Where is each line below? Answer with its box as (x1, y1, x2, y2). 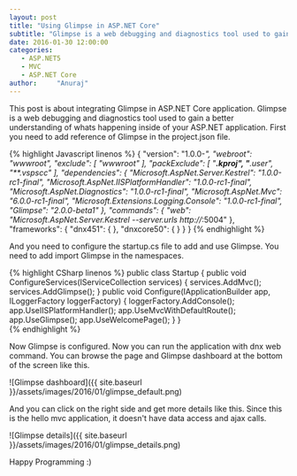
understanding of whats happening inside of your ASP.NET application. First (9, 121, 286, 133)
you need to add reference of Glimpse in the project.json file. (9, 131, 232, 142)
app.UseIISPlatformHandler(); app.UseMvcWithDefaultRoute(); (9, 304, 236, 315)
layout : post (9, 12, 57, 22)
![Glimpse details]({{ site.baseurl (9, 430, 127, 441)
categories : (9, 46, 53, 55)
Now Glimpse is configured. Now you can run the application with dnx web (9, 341, 281, 351)
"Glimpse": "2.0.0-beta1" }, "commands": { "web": (9, 204, 192, 215)
